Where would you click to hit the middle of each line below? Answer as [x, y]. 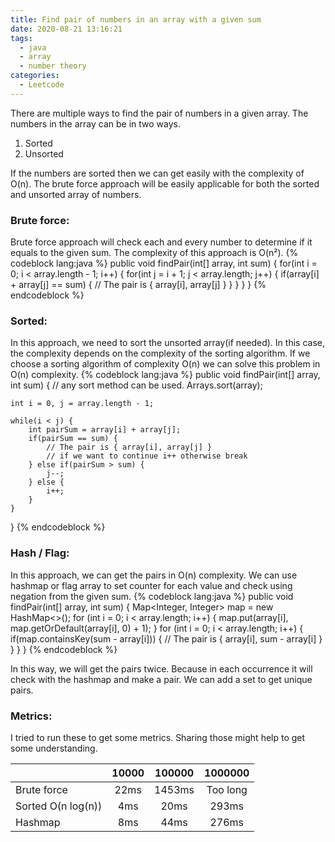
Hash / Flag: [40, 553]
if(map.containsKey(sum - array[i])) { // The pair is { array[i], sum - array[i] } [166, 638]
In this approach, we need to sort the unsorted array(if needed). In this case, [167, 343]
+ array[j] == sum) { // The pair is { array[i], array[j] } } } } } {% [138, 285]
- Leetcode [42, 85]
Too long [227, 789]
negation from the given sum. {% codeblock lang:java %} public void [152, 596]
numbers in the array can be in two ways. [95, 123]
